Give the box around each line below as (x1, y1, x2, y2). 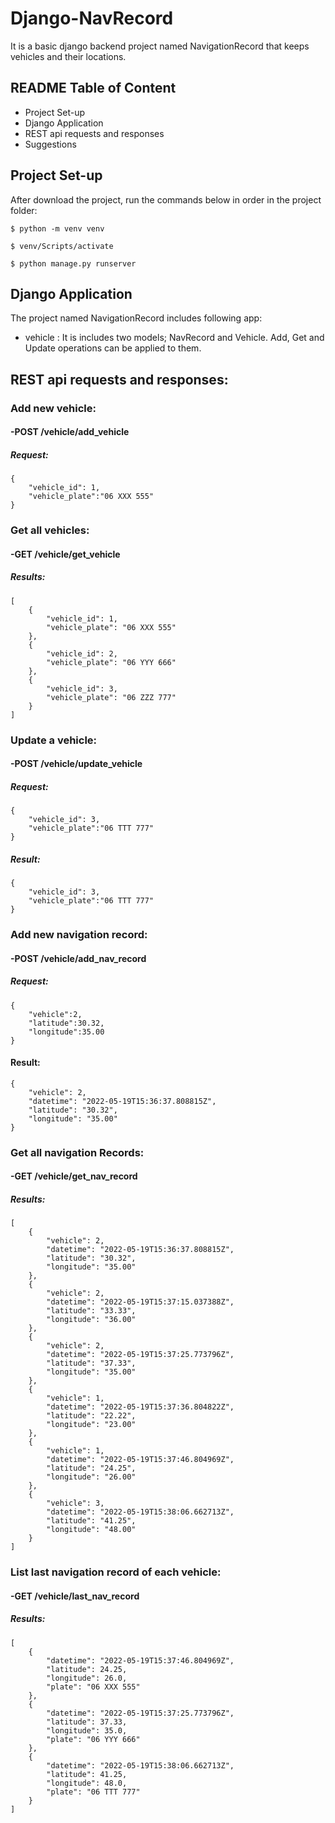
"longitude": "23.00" (46, 1420, 137, 1430)
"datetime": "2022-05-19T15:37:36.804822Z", (46, 1402, 235, 1412)
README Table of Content (10, 80, 177, 97)
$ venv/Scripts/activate (10, 241, 114, 251)
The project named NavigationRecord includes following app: (10, 312, 263, 324)
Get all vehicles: (10, 523, 90, 537)
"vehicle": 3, (46, 1498, 105, 1509)
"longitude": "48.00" (46, 1525, 137, 1535)
